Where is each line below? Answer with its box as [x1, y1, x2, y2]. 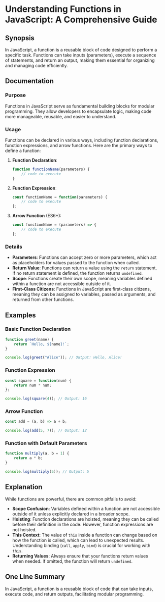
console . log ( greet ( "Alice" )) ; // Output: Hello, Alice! [5, 355, 122, 360]
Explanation [5, 483, 43, 491]
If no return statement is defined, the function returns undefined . [12, 270, 143, 276]
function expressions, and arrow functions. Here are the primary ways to [5, 142, 153, 148]
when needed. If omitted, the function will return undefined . [12, 558, 133, 564]
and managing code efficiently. [5, 63, 68, 68]
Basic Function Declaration [5, 326, 71, 333]
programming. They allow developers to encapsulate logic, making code [5, 108, 152, 114]
